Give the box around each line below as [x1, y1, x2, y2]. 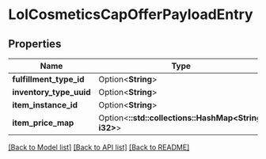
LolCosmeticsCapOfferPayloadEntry [8, 6, 253, 24]
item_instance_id [12, 100, 78, 110]
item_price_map [12, 117, 74, 128]
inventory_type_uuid [12, 87, 91, 97]
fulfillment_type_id [12, 74, 85, 85]
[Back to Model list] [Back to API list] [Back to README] [8, 142, 190, 152]
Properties [8, 37, 62, 51]
